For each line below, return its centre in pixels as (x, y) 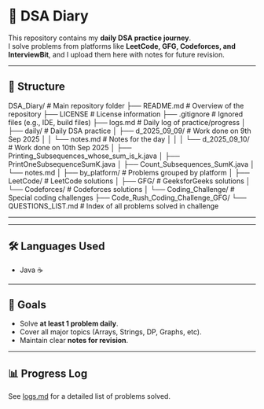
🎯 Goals (27, 305)
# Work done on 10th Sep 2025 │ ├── (70, 147)
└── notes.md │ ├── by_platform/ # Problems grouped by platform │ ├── (129, 172)
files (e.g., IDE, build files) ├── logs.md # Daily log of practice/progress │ (127, 122)
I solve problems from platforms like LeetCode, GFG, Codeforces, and (122, 46)
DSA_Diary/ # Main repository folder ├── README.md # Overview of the (126, 105)
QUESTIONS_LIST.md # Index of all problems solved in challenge (114, 206)
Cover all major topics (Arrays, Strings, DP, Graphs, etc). (110, 332)
